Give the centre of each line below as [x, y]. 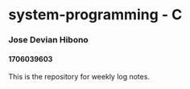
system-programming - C [95, 15]
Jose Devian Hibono [48, 40]
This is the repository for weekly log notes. [79, 77]
